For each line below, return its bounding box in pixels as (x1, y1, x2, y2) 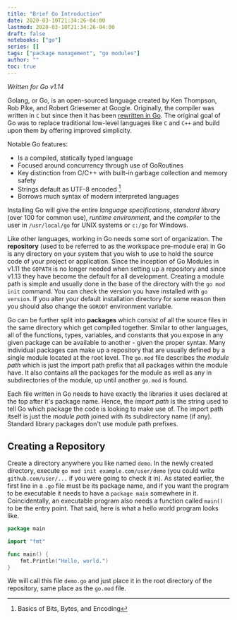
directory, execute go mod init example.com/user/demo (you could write (7, 467, 215, 475)
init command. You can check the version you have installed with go (7, 287, 208, 296)
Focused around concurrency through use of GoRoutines (17, 160, 183, 170)
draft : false (7, 30, 46, 37)
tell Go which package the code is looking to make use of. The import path (7, 404, 224, 414)
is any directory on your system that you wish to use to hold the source (7, 250, 214, 258)
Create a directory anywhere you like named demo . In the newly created (7, 459, 214, 467)
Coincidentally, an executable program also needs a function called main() (7, 496, 224, 505)
